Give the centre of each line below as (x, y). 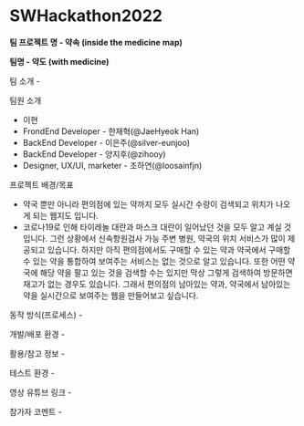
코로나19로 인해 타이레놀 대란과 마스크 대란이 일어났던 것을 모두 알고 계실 (152, 227)
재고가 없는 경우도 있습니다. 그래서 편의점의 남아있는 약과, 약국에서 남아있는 (157, 284)
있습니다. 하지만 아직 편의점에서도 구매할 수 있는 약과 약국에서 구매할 (169, 249)
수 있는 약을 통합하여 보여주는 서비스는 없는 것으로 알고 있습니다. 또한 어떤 (154, 261)
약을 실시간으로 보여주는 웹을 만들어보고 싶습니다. (110, 295)
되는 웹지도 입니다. (65, 215)
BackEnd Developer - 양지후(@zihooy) (94, 154)
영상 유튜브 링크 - (41, 392)
